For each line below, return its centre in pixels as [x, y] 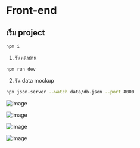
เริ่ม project [26, 33]
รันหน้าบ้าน [26, 58]
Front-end [32, 10]
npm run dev [21, 69]
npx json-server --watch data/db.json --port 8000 [70, 92]
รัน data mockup [35, 80]
